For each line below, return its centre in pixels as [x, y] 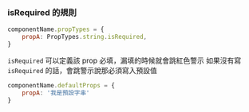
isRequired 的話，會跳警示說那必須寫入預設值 [82, 70]
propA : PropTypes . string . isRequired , [85, 37]
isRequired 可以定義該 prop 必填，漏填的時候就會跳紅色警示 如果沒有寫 [124, 60]
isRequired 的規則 [42, 12]
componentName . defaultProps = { [61, 85]
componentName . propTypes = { [56, 29]
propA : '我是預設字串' [56, 93]
